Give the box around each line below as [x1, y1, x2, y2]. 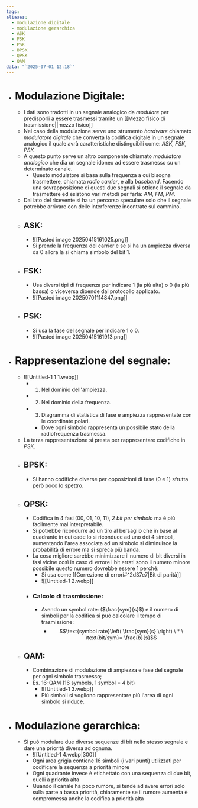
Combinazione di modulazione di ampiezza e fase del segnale [32, 667, 183, 674]
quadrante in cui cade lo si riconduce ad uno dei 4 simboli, [32, 533, 176, 540]
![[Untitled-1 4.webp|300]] [32, 751, 96, 758]
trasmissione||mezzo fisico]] [23, 121, 93, 128]
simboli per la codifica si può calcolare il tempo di [41, 612, 162, 619]
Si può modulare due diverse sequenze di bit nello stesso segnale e [23, 738, 188, 746]
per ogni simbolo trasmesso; [32, 673, 102, 680]
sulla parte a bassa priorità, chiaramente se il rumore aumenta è [32, 788, 188, 796]
